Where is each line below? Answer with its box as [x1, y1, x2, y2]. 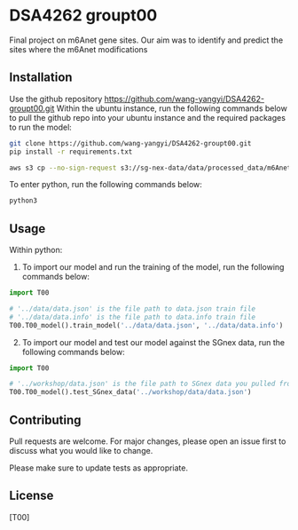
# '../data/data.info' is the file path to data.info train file [9, 312, 255, 321]
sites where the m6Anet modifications [9, 44, 148, 54]
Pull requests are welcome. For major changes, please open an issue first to [9, 436, 286, 447]
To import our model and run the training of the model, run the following [21, 262, 285, 273]
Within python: [9, 245, 63, 256]
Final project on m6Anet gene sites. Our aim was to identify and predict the [9, 35, 284, 45]
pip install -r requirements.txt [9, 147, 133, 156]
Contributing [9, 412, 82, 427]
